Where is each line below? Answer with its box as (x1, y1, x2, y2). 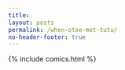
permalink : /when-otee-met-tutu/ (8, 26, 118, 33)
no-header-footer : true (8, 33, 86, 41)
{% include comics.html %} (8, 54, 97, 64)
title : (8, 11, 30, 19)
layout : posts (8, 19, 55, 26)
